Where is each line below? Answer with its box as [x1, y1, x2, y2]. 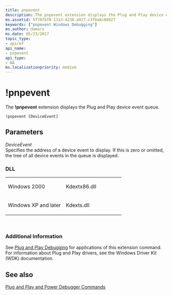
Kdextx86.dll [66, 183, 96, 190]
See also [5, 270, 33, 279]
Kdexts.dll [66, 201, 90, 209]
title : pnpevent [5, 7, 40, 13]
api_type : [5, 55, 27, 61]
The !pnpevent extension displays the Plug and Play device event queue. [5, 104, 160, 110]
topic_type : [5, 36, 31, 42]
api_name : [5, 46, 27, 51]
